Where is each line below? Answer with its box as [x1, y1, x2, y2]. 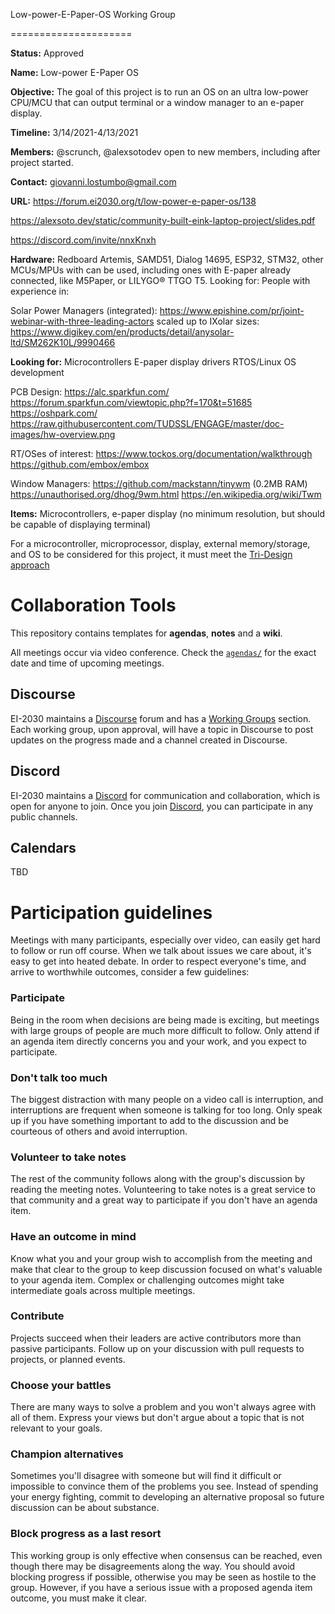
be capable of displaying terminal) [10, 519, 152, 530]
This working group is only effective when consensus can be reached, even [10, 1549, 323, 1561]
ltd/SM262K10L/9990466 [10, 337, 116, 348]
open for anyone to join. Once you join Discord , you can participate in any [10, 800, 314, 812]
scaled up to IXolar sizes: [156, 315, 260, 327]
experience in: [10, 285, 70, 297]
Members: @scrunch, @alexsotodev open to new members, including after [10, 146, 321, 158]
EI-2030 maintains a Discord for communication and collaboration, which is [10, 789, 321, 801]
